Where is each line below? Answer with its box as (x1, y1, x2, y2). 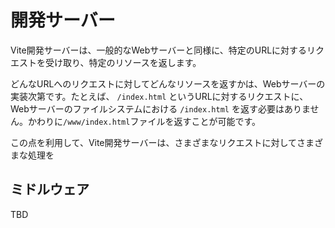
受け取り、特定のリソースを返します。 (44, 56, 202, 68)
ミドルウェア (10, 181, 90, 198)
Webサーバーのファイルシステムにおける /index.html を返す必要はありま (10, 102, 311, 115)
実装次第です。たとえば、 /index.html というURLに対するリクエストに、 (10, 90, 309, 102)
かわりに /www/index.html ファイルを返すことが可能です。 (27, 115, 261, 127)
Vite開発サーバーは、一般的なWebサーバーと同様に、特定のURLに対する (10, 44, 308, 56)
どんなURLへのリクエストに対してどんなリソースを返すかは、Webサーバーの (10, 77, 326, 90)
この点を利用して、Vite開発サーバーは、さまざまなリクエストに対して (10, 136, 297, 148)
